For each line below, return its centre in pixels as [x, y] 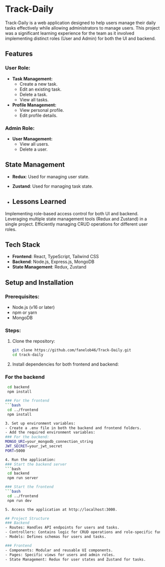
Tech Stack [23, 245]
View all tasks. [34, 100]
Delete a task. [33, 94]
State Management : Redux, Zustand [49, 267]
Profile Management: [34, 105]
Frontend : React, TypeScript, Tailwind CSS [55, 257]
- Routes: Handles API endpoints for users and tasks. [62, 528]
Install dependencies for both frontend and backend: [66, 364]
